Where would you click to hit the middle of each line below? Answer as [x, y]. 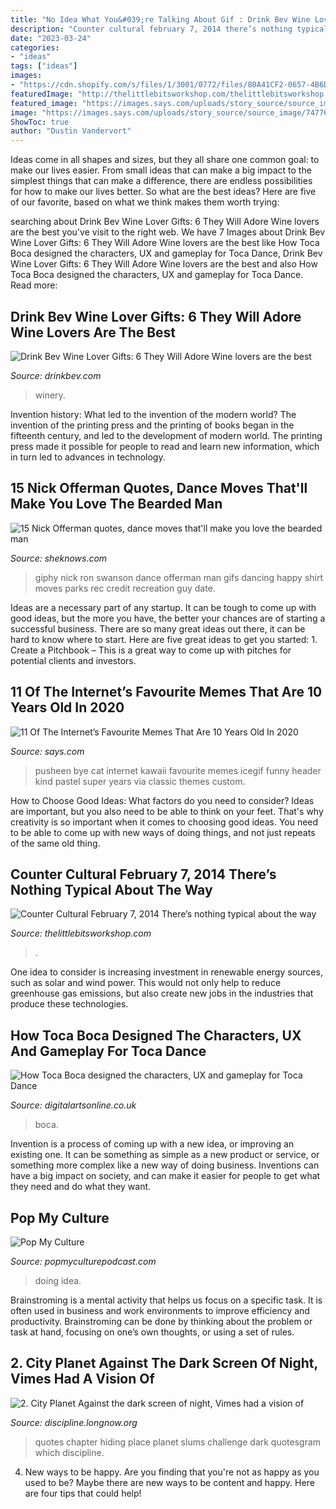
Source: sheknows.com [59, 558]
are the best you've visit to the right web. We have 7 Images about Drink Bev [168, 232]
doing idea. [58, 1280]
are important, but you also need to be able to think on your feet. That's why [167, 811]
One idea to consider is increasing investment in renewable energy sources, [166, 972]
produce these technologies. [69, 1004]
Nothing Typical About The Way [111, 889]
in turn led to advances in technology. [88, 457]
